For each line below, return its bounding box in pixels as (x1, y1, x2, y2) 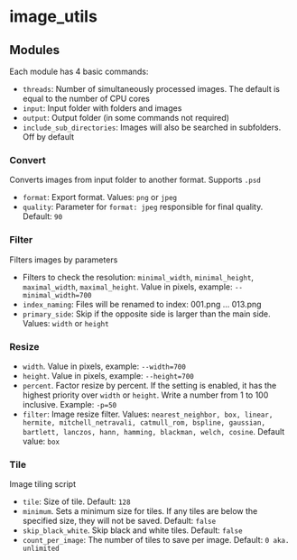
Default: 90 (22, 211, 63, 222)
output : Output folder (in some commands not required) (22, 113, 230, 123)
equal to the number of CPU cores (22, 93, 151, 104)
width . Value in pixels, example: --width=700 (22, 361, 187, 372)
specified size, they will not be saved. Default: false (22, 516, 217, 527)
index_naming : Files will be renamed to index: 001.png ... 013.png (22, 298, 262, 309)
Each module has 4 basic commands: (9, 66, 149, 77)
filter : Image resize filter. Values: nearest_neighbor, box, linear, (22, 409, 274, 419)
